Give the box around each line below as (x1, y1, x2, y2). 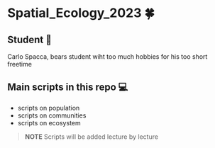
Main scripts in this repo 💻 (7, 81, 128, 93)
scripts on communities (17, 111, 87, 120)
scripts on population (17, 103, 80, 112)
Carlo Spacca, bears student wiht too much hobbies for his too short (7, 52, 208, 61)
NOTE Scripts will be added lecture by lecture (24, 132, 158, 141)
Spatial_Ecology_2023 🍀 (7, 5, 155, 21)
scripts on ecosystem (17, 118, 81, 127)
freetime (7, 60, 32, 68)
